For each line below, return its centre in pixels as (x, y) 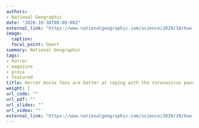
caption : (22, 39)
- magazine (20, 66)
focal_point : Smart (36, 45)
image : (14, 34)
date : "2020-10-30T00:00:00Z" (44, 22)
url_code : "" (22, 94)
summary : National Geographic (44, 50)
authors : (17, 12)
